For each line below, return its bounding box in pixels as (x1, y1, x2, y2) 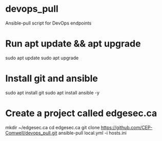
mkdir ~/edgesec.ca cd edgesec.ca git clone (5, 124, 100, 130)
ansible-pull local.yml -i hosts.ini (58, 130, 127, 136)
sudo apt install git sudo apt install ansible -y (5, 89, 100, 96)
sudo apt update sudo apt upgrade (5, 55, 79, 61)
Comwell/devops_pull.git (5, 130, 57, 136)
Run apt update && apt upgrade (5, 38, 141, 50)
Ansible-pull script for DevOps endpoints (5, 20, 92, 26)
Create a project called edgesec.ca (5, 108, 157, 119)
